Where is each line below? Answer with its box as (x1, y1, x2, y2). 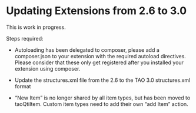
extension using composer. (14, 65, 81, 72)
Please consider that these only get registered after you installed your (14, 59, 184, 66)
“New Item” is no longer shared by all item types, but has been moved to (14, 94, 191, 101)
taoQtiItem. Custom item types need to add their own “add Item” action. (14, 100, 188, 107)
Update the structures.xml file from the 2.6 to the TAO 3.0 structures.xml (14, 77, 191, 84)
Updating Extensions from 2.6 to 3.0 (6, 4, 187, 18)
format (14, 82, 31, 89)
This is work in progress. (6, 24, 66, 31)
